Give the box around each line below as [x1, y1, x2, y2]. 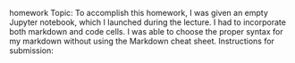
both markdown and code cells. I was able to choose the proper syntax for [9, 27, 283, 36]
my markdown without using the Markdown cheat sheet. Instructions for [9, 35, 275, 46]
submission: [9, 45, 54, 56]
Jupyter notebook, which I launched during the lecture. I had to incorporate [9, 17, 286, 28]
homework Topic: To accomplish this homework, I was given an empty [9, 8, 268, 18]
